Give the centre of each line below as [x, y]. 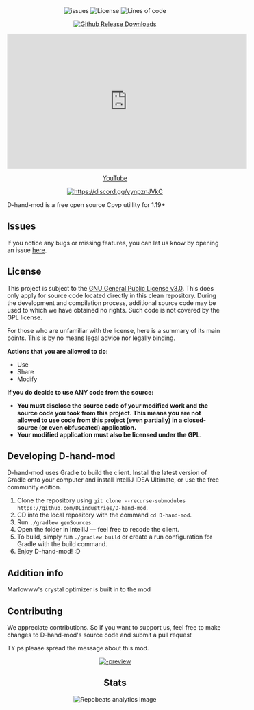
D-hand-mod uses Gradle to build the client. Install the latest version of [107, 473]
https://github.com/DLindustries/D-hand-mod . [82, 508]
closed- [195, 420]
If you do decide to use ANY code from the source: [80, 392]
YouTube [115, 178]
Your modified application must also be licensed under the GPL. [109, 434]
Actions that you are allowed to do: [58, 351]
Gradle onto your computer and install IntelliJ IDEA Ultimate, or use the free [113, 480]
